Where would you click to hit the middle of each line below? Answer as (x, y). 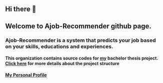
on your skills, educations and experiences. (59, 46)
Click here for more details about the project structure (62, 64)
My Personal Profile (26, 75)
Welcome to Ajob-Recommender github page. (78, 26)
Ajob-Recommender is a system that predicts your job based (80, 40)
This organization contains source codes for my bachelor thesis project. (82, 58)
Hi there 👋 (21, 9)
